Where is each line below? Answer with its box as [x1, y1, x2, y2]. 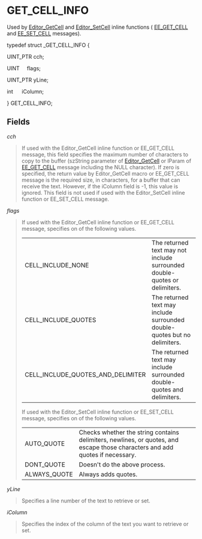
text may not [151, 246, 187, 254]
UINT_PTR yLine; [7, 76, 49, 83]
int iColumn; [7, 88, 44, 95]
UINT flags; [7, 64, 41, 72]
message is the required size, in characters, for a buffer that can [21, 176, 180, 183]
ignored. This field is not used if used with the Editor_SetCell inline [21, 189, 185, 196]
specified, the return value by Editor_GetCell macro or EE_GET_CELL [21, 170, 189, 177]
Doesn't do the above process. [79, 460, 165, 468]
